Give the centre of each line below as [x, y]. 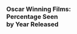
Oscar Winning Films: [39, 9]
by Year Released [32, 24]
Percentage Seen [32, 16]
